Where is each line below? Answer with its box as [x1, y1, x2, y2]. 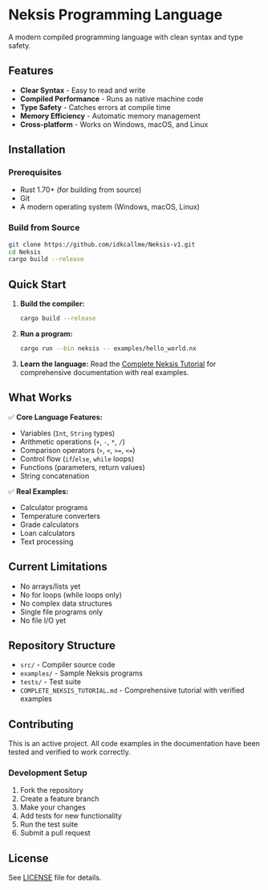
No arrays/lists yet [19, 581, 81, 591]
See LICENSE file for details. [8, 873, 102, 883]
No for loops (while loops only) [19, 590, 123, 599]
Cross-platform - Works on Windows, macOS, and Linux [19, 119, 209, 129]
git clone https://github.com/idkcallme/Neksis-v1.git [8, 240, 196, 248]
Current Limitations [8, 560, 108, 574]
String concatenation [19, 471, 90, 480]
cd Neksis [8, 247, 42, 256]
